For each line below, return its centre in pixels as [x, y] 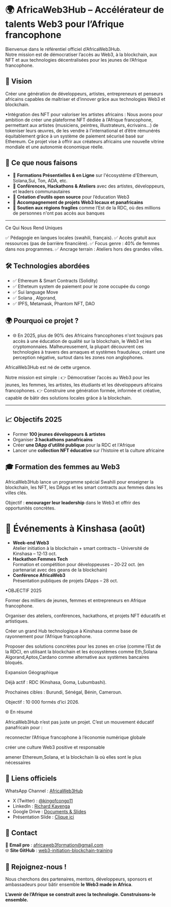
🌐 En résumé [19, 712]
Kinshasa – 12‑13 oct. [35, 553]
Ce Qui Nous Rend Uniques [34, 228]
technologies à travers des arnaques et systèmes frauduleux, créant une [89, 352]
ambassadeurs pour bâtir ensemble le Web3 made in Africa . [69, 885]
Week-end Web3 [31, 543]
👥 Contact [21, 833]
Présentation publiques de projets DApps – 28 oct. [65, 580]
